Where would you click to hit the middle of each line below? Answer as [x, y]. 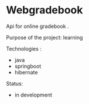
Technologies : [24, 49]
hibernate [26, 72]
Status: [15, 83]
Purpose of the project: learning [44, 37]
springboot [28, 66]
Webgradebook [44, 10]
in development [33, 95]
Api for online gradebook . [37, 26]
